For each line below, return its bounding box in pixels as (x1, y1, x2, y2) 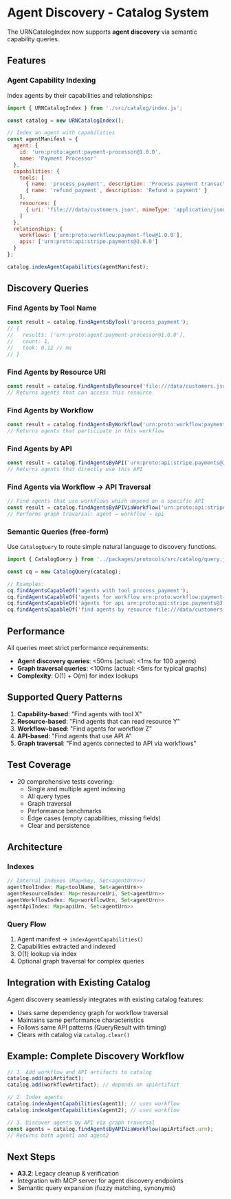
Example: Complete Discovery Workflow (7, 1050, 184, 1062)
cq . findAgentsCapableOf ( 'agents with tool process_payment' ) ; (7, 587, 189, 594)
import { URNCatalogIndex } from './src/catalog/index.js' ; (7, 105, 184, 112)
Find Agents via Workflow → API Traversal (7, 482, 151, 492)
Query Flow (7, 919, 47, 929)
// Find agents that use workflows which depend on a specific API (7, 498, 205, 505)
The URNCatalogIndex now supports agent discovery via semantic (7, 28, 197, 36)
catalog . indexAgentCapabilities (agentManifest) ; (7, 263, 149, 270)
